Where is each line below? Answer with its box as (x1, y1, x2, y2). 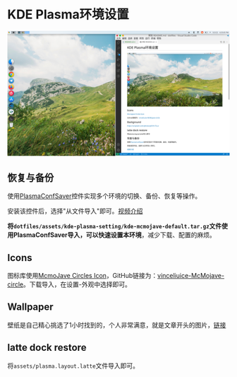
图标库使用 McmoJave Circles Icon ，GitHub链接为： (7, 272, 158, 280)
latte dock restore (7, 342, 87, 354)
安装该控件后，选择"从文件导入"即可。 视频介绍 (7, 207, 143, 216)
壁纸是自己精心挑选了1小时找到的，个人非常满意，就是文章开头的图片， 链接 (7, 320, 226, 329)
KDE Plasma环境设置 (7, 6, 129, 23)
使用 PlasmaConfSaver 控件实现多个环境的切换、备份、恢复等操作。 (7, 192, 202, 200)
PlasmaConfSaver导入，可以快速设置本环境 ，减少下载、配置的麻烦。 (13, 231, 217, 239)
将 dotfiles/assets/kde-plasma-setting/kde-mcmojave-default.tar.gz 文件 (7, 222, 222, 231)
